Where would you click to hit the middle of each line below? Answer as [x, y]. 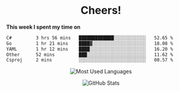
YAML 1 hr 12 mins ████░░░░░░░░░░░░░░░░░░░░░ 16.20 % [89, 49]
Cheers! [101, 10]
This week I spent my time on [44, 27]
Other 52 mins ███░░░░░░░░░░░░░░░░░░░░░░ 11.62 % [89, 54]
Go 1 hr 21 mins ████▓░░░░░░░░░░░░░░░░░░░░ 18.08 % [89, 43]
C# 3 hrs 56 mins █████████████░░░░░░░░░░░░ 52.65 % [89, 38]
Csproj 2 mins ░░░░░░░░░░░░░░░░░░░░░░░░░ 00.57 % [89, 60]
